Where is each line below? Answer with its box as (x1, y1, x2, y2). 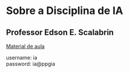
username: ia (6, 54, 38, 61)
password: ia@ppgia (6, 60, 55, 67)
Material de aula (6, 43, 45, 50)
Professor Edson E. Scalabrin (6, 27, 114, 37)
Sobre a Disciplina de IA (6, 4, 124, 18)
